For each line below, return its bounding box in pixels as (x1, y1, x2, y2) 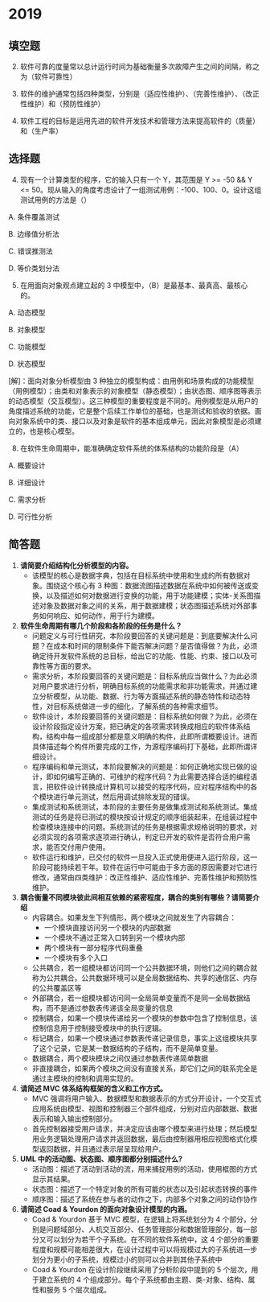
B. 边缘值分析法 (8, 229, 60, 238)
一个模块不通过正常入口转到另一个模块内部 (43, 933, 186, 942)
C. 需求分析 (8, 494, 47, 504)
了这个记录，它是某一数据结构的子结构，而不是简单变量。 (31, 1043, 223, 1053)
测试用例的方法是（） (19, 195, 91, 204)
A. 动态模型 (8, 307, 46, 317)
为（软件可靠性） (19, 72, 77, 81)
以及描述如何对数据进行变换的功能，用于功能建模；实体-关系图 (46, 591, 255, 600)
